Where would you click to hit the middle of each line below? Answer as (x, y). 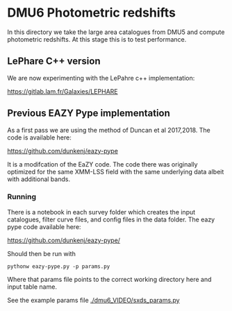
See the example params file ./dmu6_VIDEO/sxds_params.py (93, 300)
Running (22, 197)
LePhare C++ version (54, 61)
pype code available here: (44, 226)
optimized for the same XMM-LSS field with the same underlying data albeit (116, 171)
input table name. (32, 287)
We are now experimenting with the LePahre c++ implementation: (101, 78)
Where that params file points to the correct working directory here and (109, 279)
